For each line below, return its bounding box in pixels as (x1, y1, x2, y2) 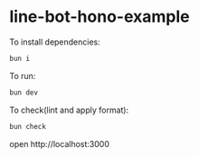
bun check (9, 122, 47, 131)
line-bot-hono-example (9, 6, 190, 27)
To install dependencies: (9, 36, 101, 47)
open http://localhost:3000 (9, 138, 110, 149)
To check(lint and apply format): (9, 104, 129, 115)
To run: (9, 70, 36, 81)
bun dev (9, 88, 39, 97)
